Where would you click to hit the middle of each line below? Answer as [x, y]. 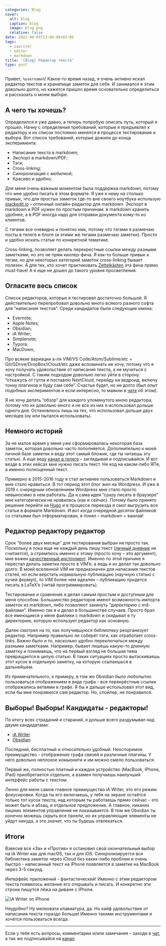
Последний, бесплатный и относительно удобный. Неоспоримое [74, 749]
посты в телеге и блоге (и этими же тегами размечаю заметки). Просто [81, 235]
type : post [16, 65]
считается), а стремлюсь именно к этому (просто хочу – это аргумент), [81, 553]
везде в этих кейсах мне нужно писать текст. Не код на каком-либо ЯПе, [83, 464]
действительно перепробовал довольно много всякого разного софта [80, 303]
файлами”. [16, 610]
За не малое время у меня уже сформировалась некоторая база [74, 443]
